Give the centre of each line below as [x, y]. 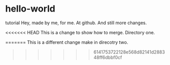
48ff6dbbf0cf [108, 57]
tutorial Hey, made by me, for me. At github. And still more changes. [76, 23]
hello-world [30, 9]
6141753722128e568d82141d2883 [129, 52]
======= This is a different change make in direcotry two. [67, 42]
